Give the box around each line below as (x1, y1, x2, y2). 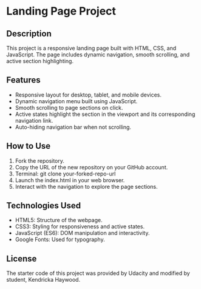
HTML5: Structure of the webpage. (15, 217, 103, 224)
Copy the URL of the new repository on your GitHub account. (15, 163, 168, 171)
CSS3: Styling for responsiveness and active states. (15, 223, 145, 230)
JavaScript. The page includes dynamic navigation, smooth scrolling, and (6, 51, 190, 58)
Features (6, 75, 41, 86)
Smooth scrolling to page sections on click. (15, 104, 123, 111)
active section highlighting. (6, 58, 74, 64)
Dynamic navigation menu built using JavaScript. (15, 97, 138, 104)
